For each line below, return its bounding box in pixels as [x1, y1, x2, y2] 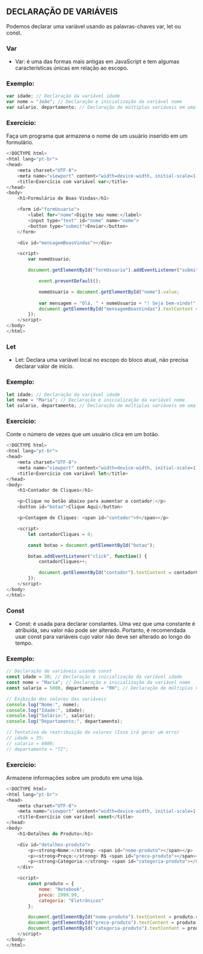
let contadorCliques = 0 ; [28, 531, 94, 537]
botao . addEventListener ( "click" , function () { [28, 553, 147, 559]
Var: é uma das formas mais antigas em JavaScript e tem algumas [14, 58, 179, 65]
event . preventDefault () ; [38, 278, 101, 285]
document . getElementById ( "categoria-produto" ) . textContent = [28, 926, 185, 932]
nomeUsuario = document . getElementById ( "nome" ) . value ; [38, 289, 180, 295]
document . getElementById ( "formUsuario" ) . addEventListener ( [28, 267, 180, 273]
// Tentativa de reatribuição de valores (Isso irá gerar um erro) [6, 729, 180, 735]
